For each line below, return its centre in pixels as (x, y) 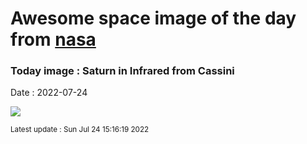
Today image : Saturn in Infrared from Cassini (122, 71)
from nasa (53, 39)
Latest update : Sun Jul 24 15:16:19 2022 (80, 130)
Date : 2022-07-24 (49, 93)
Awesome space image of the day (153, 18)
